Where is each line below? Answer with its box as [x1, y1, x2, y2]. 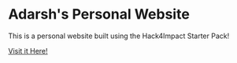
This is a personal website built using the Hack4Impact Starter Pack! [8, 31, 230, 40]
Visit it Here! [8, 46, 49, 55]
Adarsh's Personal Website [8, 5, 191, 23]
